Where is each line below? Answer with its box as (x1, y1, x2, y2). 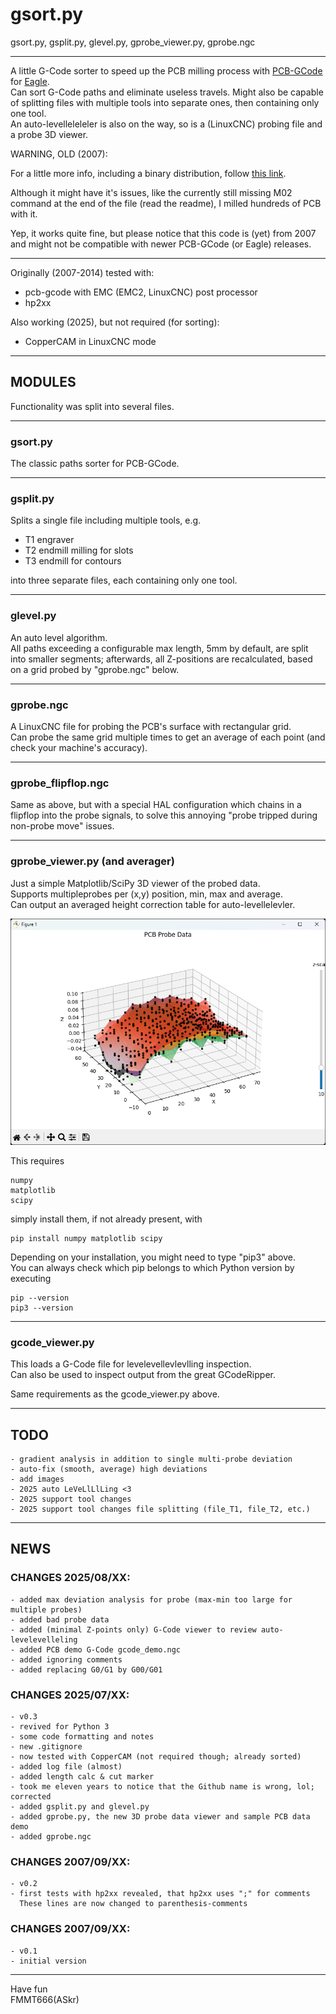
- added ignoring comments (10, 1654, 123, 1665)
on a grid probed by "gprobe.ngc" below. (10, 663, 180, 675)
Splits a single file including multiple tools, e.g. (10, 514, 202, 527)
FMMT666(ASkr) (10, 1993, 80, 2005)
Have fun (10, 1983, 48, 1995)
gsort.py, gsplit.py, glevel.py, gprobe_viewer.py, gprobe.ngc (10, 36, 256, 48)
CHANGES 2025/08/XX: (10, 1571, 131, 1585)
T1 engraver (24, 534, 75, 546)
